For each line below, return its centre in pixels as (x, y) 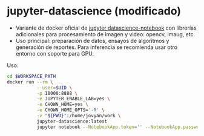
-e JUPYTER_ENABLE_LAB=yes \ (74, 99)
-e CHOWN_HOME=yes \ (62, 105)
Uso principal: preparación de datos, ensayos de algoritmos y (92, 40)
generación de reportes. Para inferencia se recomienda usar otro (97, 47)
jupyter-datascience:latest (72, 121)
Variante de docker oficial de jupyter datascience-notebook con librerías (106, 28)
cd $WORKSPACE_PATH (31, 76)
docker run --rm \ (30, 82)
